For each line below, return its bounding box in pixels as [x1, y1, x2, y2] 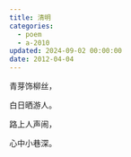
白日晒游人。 [9, 100, 57, 110]
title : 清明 [9, 13, 51, 22]
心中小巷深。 [9, 138, 57, 148]
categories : [9, 22, 54, 31]
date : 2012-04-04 [9, 55, 74, 64]
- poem [17, 30, 42, 39]
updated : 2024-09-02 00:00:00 [9, 47, 123, 56]
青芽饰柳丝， [9, 81, 57, 91]
